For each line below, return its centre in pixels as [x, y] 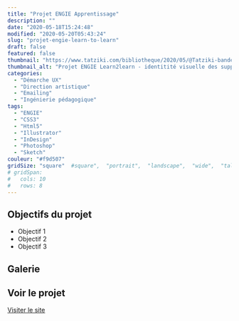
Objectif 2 [32, 239]
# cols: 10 [27, 179]
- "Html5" [28, 126]
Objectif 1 [32, 232]
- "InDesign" [33, 139]
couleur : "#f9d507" [36, 159]
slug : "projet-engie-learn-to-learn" [63, 40]
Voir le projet [36, 293]
